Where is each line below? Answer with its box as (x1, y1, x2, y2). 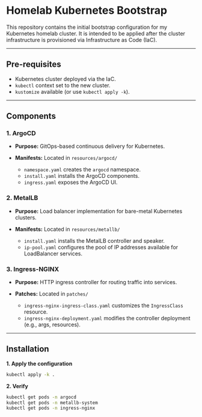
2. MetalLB (6, 193, 38, 202)
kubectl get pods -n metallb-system (6, 400, 98, 406)
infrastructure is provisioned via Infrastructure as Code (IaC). (6, 36, 158, 43)
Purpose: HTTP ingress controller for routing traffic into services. (14, 279, 177, 286)
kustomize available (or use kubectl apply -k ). (14, 88, 130, 95)
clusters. (14, 214, 37, 221)
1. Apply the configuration (6, 360, 73, 367)
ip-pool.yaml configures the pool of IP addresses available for (23, 243, 179, 251)
